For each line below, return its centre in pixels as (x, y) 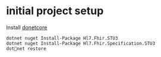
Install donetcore (27, 27)
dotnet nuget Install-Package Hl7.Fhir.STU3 (62, 38)
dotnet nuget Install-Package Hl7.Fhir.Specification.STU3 (81, 43)
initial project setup (55, 11)
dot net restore (26, 49)
